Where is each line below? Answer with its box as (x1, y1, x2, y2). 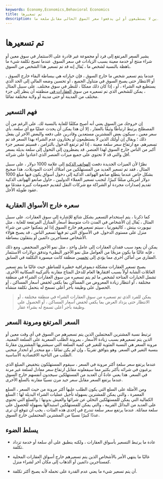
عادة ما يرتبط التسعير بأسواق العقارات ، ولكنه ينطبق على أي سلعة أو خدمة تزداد (12, 439, 156, 445)
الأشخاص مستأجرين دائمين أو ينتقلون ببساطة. (5, 234, 88, 240)
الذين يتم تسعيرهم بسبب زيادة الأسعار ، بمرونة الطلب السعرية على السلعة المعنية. (5, 336, 152, 342)
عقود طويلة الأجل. (5, 187, 38, 193)
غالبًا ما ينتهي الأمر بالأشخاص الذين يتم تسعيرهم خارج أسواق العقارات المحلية (12, 453, 150, 460)
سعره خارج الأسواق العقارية (5, 201, 79, 209)
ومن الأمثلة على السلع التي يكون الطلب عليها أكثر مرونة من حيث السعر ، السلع (5, 386, 147, 392)
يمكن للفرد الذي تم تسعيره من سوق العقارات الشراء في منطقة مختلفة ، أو (17, 294, 151, 300)
